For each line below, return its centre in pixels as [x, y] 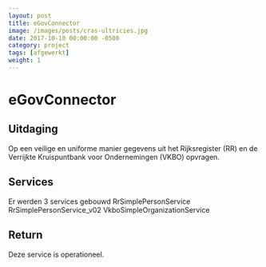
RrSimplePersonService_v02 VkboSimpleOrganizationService [109, 209]
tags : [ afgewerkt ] [39, 53]
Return [26, 235]
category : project [39, 46]
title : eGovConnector [44, 23]
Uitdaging [33, 129]
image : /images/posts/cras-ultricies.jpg [78, 30]
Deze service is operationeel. [56, 254]
